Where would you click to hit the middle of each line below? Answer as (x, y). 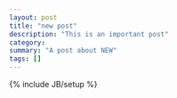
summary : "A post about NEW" (63, 51)
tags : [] (25, 59)
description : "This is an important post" (89, 34)
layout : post (33, 17)
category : (28, 42)
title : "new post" (43, 26)
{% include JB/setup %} (53, 84)
